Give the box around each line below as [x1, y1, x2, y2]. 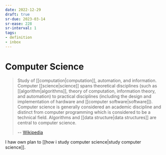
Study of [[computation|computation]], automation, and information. [17, 77, 157, 83]
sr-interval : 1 [5, 26, 37, 31]
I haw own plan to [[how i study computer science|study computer [5, 139, 142, 145]
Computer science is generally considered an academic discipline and [17, 104, 162, 110]
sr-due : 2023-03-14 [5, 16, 46, 21]
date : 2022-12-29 [5, 7, 41, 12]
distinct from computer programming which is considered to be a [17, 109, 151, 115]
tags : [5, 30, 16, 35]
